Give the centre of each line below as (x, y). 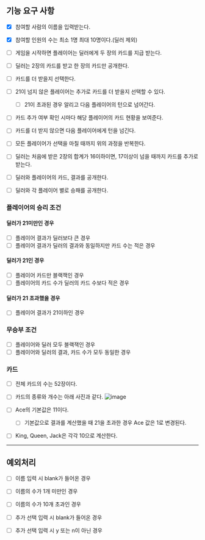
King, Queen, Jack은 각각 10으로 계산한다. (66, 436)
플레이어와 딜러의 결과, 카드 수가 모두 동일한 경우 (73, 352)
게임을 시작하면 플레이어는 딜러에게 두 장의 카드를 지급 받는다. (88, 52)
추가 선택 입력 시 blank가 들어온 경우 (59, 517)
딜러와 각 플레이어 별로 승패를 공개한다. (62, 190)
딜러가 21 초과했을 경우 (33, 298)
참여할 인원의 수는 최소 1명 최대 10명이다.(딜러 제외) (76, 40)
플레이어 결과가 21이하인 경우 (50, 313)
